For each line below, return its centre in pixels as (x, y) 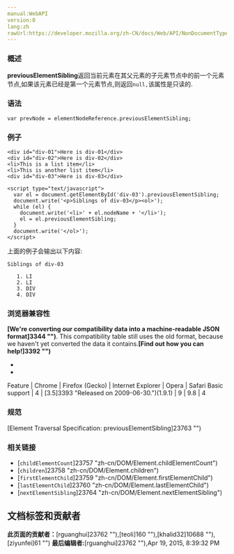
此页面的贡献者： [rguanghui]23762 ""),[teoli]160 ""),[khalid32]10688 (106, 534)
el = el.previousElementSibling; (68, 219)
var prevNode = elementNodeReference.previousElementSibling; (99, 118)
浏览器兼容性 (29, 314)
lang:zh (18, 26)
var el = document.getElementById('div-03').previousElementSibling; (116, 195)
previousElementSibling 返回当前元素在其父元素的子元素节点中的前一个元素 (116, 75)
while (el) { (32, 207)
